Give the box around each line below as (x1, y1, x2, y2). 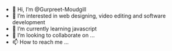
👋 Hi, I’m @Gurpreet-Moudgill (12, 6, 87, 13)
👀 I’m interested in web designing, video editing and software (12, 12, 166, 19)
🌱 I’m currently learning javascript (12, 25, 97, 32)
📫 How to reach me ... (12, 38, 69, 46)
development (12, 19, 46, 25)
